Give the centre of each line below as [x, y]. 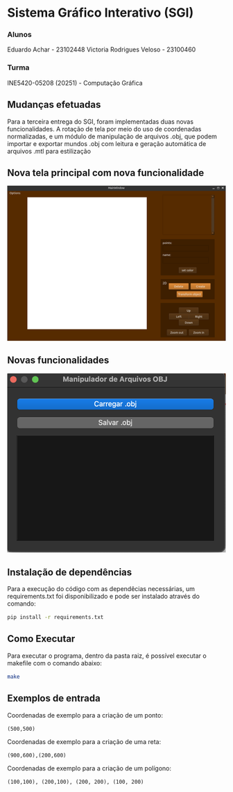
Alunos [20, 35]
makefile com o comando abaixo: [54, 663]
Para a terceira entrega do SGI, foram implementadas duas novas [101, 121]
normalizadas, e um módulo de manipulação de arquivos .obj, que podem [112, 136]
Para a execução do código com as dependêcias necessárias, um [101, 589]
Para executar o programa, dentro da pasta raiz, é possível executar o [107, 656]
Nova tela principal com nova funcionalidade [106, 173]
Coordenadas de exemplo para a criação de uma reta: [84, 741]
